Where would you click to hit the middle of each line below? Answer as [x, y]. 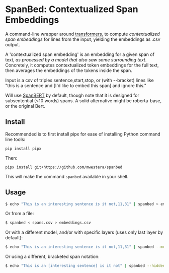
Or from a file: [20, 214]
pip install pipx [23, 149]
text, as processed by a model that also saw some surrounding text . [76, 59]
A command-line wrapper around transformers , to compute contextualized [82, 34]
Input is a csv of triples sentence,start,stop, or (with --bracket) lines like [80, 80]
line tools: [15, 139]
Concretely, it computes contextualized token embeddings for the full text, [82, 65]
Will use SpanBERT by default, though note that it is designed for [72, 95]
